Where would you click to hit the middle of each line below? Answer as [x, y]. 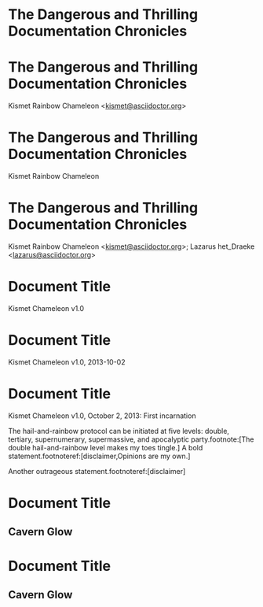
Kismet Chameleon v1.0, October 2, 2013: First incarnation [102, 416]
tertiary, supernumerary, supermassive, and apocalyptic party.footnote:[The [131, 439]
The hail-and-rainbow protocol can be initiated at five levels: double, [119, 431]
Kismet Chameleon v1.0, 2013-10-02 [67, 362]
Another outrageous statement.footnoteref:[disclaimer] [97, 471]
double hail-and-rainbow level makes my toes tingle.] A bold [106, 447]
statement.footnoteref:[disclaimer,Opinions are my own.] [99, 456]
